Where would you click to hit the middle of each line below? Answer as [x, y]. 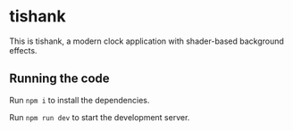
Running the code [59, 79]
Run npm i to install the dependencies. [80, 100]
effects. [23, 50]
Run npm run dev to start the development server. [100, 117]
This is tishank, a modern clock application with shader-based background [146, 41]
